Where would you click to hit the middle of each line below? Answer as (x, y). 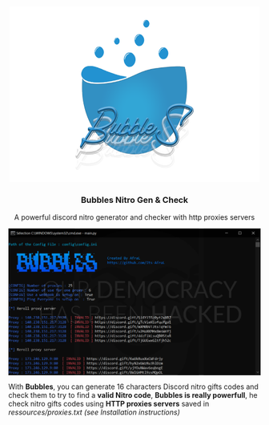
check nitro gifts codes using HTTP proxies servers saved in (109, 404)
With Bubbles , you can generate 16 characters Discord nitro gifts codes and (133, 387)
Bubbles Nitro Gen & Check (134, 200)
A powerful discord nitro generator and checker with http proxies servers (134, 217)
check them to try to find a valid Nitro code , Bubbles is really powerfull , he (133, 395)
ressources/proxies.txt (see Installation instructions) (94, 412)
